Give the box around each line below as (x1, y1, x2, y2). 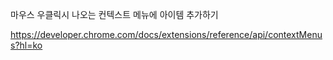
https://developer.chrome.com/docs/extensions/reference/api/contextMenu (10, 29, 323, 40)
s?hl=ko (10, 39, 43, 51)
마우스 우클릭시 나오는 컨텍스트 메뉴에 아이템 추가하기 (10, 9, 219, 20)
